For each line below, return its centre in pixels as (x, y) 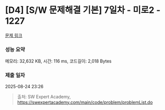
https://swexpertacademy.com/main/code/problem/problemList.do (85, 102)
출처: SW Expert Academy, (44, 97)
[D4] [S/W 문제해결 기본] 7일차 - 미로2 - (83, 10)
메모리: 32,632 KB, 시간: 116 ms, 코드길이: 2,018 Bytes (58, 61)
